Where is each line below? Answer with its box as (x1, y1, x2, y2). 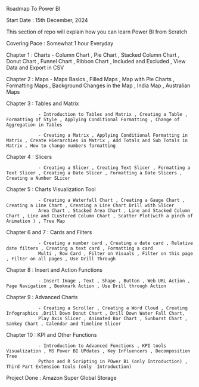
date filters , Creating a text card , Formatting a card (6, 245, 153, 251)
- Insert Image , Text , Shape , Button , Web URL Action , (38, 278, 191, 284)
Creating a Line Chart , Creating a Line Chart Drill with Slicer (6, 202, 175, 208)
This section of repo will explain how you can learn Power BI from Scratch (6, 28, 188, 35)
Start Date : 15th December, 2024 (6, 17, 88, 23)
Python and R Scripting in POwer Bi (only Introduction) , (38, 358, 188, 364)
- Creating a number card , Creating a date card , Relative (38, 240, 194, 246)
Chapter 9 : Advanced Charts (6, 294, 78, 300)
